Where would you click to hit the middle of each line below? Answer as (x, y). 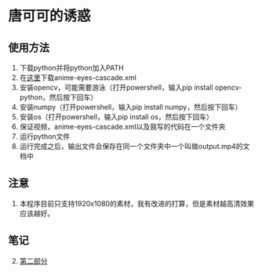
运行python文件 (45, 136)
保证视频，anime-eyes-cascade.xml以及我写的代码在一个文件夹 (122, 127)
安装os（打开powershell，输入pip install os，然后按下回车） (116, 117)
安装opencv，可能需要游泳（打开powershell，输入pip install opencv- (131, 87)
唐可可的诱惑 (50, 16)
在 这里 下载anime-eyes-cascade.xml (78, 78)
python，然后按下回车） (58, 97)
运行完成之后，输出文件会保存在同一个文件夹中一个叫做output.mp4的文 (135, 146)
